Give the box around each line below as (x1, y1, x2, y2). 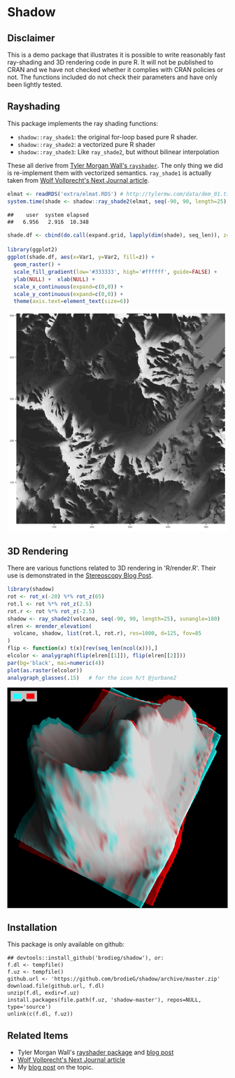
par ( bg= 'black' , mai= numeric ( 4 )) (7, 659, 105, 666)
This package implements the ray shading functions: (7, 119, 159, 127)
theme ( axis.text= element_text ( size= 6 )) (13, 298, 130, 305)
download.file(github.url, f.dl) (7, 983, 105, 990)
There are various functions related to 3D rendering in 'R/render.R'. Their (7, 564, 217, 573)
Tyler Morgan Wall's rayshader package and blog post (17, 1048, 174, 1057)
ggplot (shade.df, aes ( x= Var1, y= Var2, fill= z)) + (7, 253, 155, 261)
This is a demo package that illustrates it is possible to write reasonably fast (7, 50, 226, 59)
